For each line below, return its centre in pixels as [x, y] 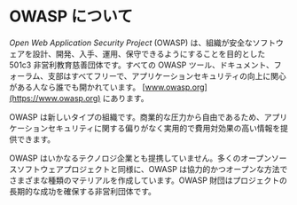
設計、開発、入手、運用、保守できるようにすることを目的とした [149, 53]
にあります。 [125, 98]
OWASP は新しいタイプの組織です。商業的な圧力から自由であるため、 [137, 117]
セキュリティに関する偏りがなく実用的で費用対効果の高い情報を [164, 128]
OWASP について [71, 16]
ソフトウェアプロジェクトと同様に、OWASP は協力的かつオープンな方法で [152, 169]
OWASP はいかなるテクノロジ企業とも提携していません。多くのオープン [141, 158]
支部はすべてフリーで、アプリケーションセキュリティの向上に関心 [167, 75]
